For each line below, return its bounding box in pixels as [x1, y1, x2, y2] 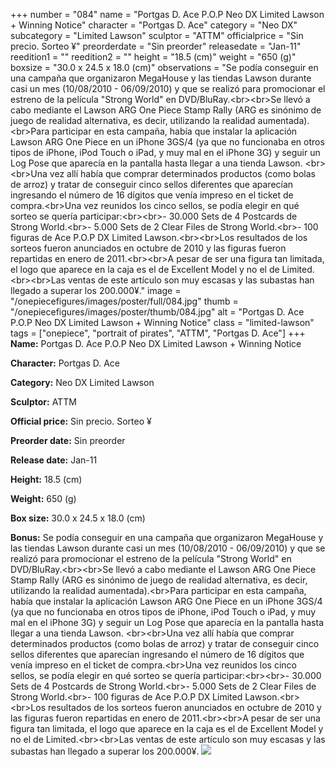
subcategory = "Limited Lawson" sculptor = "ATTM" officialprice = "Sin [10, 30, 304, 41]
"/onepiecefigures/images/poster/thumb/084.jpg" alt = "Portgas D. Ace [10, 306, 305, 318]
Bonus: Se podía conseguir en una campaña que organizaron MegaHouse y [10, 532, 324, 543]
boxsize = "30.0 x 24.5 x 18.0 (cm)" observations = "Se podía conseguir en [10, 62, 319, 73]
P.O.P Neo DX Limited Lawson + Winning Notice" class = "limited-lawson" [10, 317, 315, 328]
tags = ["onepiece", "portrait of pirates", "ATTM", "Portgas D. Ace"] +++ [10, 327, 306, 339]
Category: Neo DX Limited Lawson [10, 377, 155, 388]
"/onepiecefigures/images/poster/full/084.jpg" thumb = [10, 295, 239, 307]
